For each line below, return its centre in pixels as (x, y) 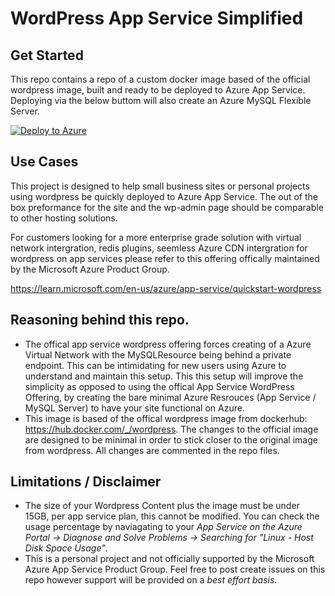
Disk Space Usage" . (66, 548)
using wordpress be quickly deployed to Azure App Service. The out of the (164, 196)
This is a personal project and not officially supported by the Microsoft (169, 559)
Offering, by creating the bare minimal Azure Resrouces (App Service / (170, 397)
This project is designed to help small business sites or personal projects (160, 186)
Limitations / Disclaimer (86, 482)
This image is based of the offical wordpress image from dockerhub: (166, 418)
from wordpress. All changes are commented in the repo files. (152, 450)
